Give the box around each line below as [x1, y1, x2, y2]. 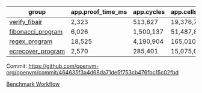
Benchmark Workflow [6, 80, 60, 88]
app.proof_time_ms [70, 8, 127, 16]
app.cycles [133, 8, 165, 16]
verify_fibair [9, 18, 43, 26]
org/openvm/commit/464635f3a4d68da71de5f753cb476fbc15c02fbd [6, 69, 179, 76]
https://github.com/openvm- [28, 62, 99, 70]
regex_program [9, 37, 53, 46]
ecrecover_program [9, 47, 65, 55]
